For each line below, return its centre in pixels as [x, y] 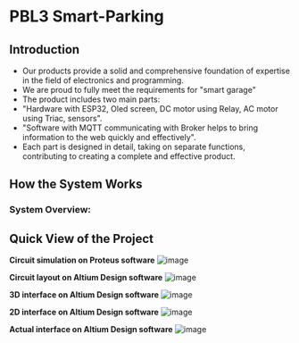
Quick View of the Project [82, 238]
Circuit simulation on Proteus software [82, 260]
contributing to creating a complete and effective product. [129, 156]
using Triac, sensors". [62, 118]
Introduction [45, 50]
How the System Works [76, 184]
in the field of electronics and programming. [103, 80]
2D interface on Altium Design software [84, 312]
